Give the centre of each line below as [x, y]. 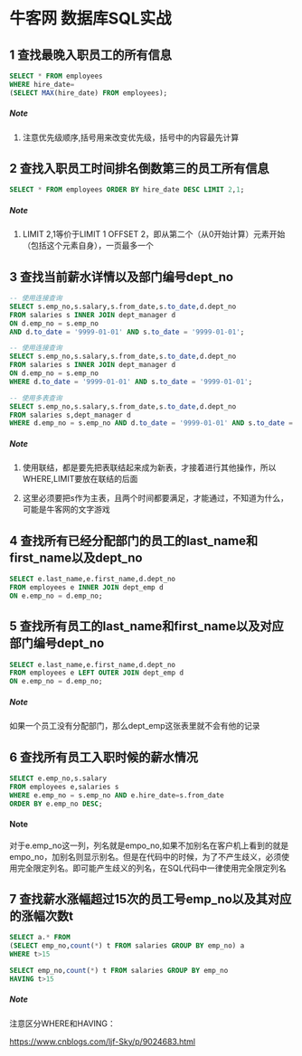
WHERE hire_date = [42, 84]
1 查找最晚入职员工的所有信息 [91, 55]
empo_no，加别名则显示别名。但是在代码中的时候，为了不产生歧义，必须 [146, 856]
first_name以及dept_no [76, 557]
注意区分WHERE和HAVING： [62, 1023]
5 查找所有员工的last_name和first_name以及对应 [146, 626]
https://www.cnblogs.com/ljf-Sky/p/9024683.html [103, 1042]
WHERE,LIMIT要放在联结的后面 [80, 479]
